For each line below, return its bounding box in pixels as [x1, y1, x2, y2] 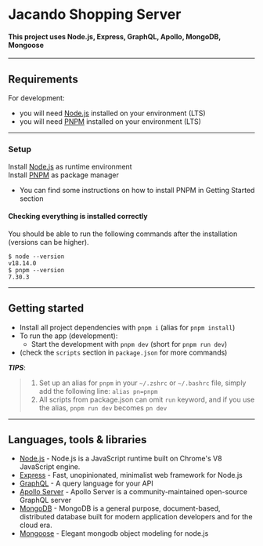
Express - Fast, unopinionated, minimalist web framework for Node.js [19, 471, 243, 480]
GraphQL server [19, 496, 72, 505]
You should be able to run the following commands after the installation [8, 229, 238, 238]
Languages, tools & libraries [8, 433, 147, 446]
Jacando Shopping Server [8, 5, 182, 24]
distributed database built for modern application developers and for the [19, 512, 253, 522]
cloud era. [19, 520, 52, 530]
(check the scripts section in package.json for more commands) [19, 348, 228, 357]
